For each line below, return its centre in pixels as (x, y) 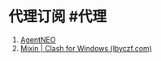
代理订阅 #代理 (58, 17)
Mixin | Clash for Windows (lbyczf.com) (86, 48)
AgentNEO (38, 39)
